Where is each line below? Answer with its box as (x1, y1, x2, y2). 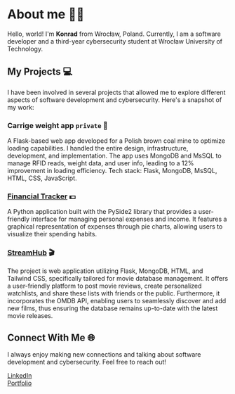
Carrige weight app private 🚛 (7, 120, 108, 130)
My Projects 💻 (7, 66, 73, 78)
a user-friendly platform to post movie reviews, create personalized (7, 281, 202, 290)
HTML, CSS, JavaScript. (7, 174, 77, 182)
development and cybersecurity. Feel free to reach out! (7, 358, 167, 367)
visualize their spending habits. (7, 230, 97, 239)
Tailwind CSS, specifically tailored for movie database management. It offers (7, 274, 229, 282)
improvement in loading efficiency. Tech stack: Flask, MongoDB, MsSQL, (7, 167, 217, 175)
